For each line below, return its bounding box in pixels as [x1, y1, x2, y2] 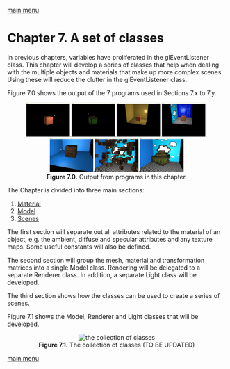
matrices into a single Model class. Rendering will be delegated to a [7, 263, 200, 272]
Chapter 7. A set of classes [7, 31, 165, 46]
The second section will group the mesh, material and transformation [7, 256, 205, 264]
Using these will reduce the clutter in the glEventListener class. [7, 75, 188, 83]
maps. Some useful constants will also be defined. [7, 243, 151, 251]
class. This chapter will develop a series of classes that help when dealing [7, 60, 220, 69]
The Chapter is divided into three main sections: [7, 186, 145, 194]
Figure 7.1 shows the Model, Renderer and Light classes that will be [7, 312, 199, 320]
